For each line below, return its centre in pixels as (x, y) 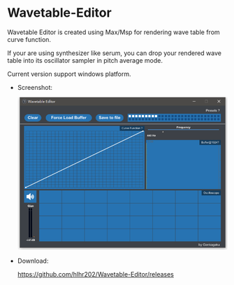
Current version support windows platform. (69, 74)
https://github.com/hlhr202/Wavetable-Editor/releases (96, 274)
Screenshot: (35, 87)
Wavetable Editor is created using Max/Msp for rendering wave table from (114, 32)
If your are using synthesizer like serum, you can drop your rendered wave (115, 53)
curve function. (29, 39)
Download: (33, 261)
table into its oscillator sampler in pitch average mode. (85, 60)
